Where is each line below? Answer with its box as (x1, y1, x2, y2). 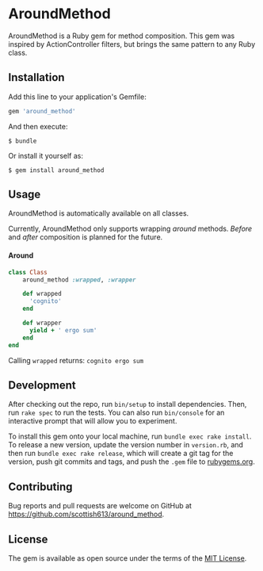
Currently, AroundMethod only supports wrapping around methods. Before (8, 224, 253, 234)
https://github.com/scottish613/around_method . (8, 509, 165, 519)
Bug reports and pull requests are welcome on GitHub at (8, 501, 192, 511)
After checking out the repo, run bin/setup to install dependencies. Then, (8, 400, 247, 409)
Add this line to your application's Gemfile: (8, 92, 147, 102)
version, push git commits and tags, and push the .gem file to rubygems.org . (8, 457, 256, 466)
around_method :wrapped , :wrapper (22, 275, 136, 284)
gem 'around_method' (8, 107, 77, 115)
